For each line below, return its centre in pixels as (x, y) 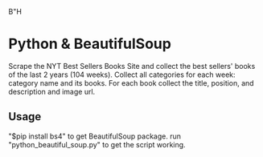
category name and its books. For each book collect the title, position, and (131, 83)
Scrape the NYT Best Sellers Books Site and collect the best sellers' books (132, 66)
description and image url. (52, 91)
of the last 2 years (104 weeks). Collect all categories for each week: (122, 74)
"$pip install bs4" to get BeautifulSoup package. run (95, 136)
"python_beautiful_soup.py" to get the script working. (97, 144)
